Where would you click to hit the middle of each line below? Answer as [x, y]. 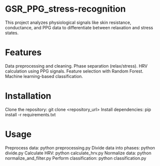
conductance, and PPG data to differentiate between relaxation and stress [79, 27]
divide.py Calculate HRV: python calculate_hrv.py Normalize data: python [78, 153]
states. [12, 33]
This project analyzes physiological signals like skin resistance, [68, 22]
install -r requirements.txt [30, 114]
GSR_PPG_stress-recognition [65, 9]
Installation [28, 96]
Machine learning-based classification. [44, 76]
